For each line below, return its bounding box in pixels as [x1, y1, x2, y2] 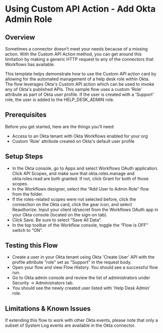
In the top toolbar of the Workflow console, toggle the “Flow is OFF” [12, 222, 148, 228]
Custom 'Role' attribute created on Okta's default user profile [12, 138, 135, 144]
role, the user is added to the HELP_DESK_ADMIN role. [5, 97, 114, 103]
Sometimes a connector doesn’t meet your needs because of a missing [5, 46, 148, 52]
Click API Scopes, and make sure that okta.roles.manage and [12, 170, 135, 176]
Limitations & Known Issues [5, 304, 91, 313]
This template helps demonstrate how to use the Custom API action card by [5, 71, 157, 76]
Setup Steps [5, 152, 43, 161]
